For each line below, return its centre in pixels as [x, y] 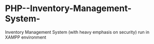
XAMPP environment [26, 37]
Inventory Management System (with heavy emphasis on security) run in [77, 32]
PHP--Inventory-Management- [68, 8]
